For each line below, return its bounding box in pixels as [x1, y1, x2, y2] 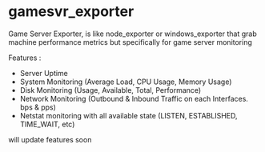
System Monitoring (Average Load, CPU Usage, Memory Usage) [19, 77, 232, 86]
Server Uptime [19, 68, 68, 78]
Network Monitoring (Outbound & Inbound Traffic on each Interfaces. [19, 94, 248, 103]
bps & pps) [19, 102, 56, 112]
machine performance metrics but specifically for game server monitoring [8, 37, 252, 46]
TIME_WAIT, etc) [19, 119, 75, 129]
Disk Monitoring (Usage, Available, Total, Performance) [19, 85, 202, 94]
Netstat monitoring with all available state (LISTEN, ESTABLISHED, [19, 110, 238, 120]
